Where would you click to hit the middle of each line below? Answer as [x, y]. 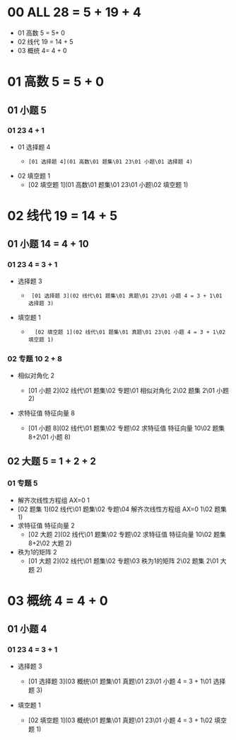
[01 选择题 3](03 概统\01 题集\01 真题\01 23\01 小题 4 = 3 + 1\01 [120, 681]
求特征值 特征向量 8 [46, 413]
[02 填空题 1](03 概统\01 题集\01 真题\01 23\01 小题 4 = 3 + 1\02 [120, 720]
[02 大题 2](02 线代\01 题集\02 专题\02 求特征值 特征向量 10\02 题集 [127, 534]
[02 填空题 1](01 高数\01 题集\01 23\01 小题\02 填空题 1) [108, 184]
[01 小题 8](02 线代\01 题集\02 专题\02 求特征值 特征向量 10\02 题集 [126, 428]
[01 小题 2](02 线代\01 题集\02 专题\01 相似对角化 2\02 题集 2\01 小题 [129, 390]
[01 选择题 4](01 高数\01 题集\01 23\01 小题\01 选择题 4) [110, 161]
